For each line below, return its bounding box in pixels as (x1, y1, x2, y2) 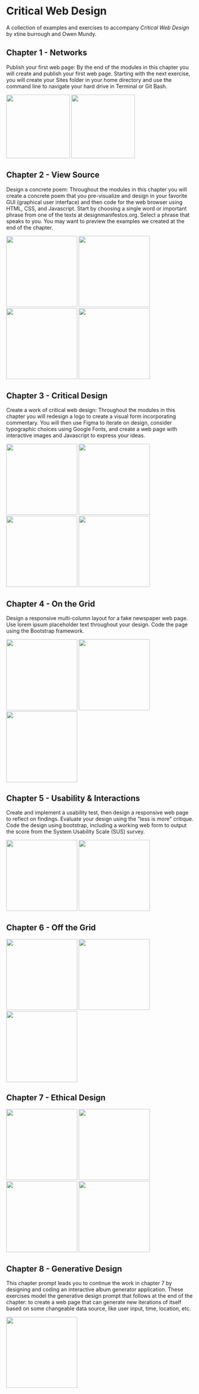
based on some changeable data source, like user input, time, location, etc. (6, 1305, 191, 1312)
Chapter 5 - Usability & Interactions (6, 793, 140, 803)
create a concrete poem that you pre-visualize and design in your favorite (6, 192, 188, 199)
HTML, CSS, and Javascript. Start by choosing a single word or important (6, 205, 187, 212)
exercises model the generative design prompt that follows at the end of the (6, 1292, 193, 1300)
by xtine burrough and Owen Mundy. (6, 30, 97, 37)
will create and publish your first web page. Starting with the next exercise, (6, 70, 191, 77)
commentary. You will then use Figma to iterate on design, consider (6, 419, 172, 426)
